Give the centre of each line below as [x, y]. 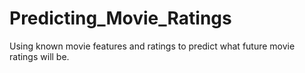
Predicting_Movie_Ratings [120, 18]
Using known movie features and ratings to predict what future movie [152, 46]
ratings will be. [39, 56]
